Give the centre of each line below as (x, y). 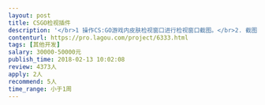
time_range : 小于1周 (40, 89)
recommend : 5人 (32, 81)
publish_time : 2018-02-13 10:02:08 (67, 60)
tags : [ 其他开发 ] (34, 45)
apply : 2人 (26, 74)
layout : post (30, 15)
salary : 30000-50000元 (45, 52)
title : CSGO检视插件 (39, 23)
